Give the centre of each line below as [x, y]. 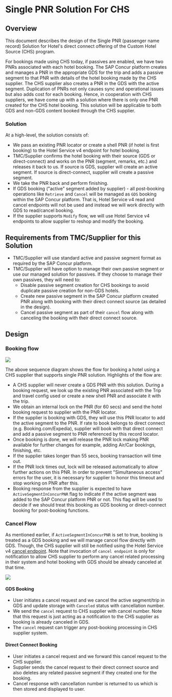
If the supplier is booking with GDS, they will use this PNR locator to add [89, 417]
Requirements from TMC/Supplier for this [73, 237]
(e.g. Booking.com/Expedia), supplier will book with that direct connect [88, 428]
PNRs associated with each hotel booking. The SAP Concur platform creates [86, 67]
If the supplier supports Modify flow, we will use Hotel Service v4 [81, 216]
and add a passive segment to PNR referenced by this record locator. [86, 434]
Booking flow [22, 348]
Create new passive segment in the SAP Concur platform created [89, 296]
